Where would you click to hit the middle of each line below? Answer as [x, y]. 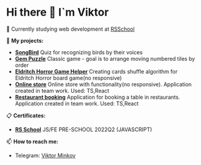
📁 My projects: [25, 40]
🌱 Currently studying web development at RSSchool [70, 29]
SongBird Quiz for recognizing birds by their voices [79, 52]
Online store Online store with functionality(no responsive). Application [103, 84]
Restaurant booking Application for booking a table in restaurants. [97, 97]
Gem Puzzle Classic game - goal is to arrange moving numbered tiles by [105, 58]
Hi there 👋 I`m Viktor [58, 12]
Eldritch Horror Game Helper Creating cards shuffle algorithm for [96, 71]
